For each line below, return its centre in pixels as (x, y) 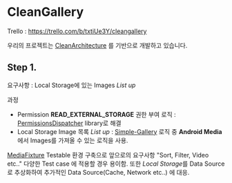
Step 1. (22, 67)
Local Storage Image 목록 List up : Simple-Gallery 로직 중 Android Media (119, 131)
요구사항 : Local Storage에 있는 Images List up (71, 85)
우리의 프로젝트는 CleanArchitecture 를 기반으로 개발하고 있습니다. (97, 45)
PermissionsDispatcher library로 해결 (69, 123)
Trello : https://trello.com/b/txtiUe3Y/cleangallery (77, 31)
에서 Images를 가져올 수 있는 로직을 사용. (72, 140)
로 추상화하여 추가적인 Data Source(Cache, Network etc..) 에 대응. (98, 172)
